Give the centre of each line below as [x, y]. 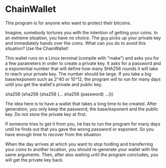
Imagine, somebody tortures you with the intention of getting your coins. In [82, 32]
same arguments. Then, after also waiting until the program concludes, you [82, 155]
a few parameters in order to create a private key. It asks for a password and [83, 63]
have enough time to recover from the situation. [54, 134]
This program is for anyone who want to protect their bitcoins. [68, 23]
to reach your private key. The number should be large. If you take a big [78, 74]
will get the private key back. [34, 160]
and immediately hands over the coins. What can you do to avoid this [76, 43]
